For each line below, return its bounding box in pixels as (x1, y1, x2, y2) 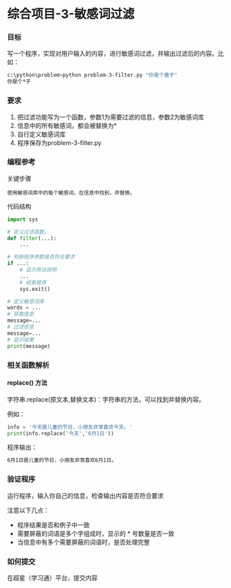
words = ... (7, 304, 41, 312)
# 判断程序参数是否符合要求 (7, 254, 76, 261)
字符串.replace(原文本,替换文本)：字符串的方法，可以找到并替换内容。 (7, 395, 205, 403)
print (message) (7, 342, 51, 349)
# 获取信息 (7, 311, 34, 318)
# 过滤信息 (7, 324, 34, 331)
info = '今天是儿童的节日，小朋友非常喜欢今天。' (7, 424, 133, 431)
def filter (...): (7, 235, 57, 241)
